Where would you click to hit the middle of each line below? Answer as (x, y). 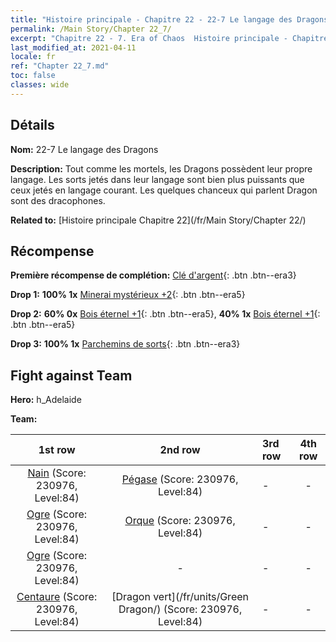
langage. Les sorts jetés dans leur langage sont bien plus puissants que (157, 179)
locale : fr (33, 57)
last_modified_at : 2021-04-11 (73, 47)
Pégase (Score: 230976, (180, 479)
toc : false (33, 76)
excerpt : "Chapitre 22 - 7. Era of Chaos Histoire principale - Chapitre (169, 38)
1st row (57, 450)
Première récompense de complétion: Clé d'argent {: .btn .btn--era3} (153, 275)
